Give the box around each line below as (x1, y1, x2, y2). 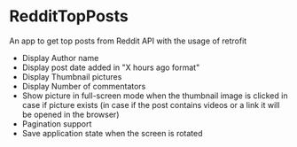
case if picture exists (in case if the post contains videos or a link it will (21, 99, 280, 110)
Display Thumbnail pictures (21, 71, 122, 81)
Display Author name (21, 52, 99, 63)
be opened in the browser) (21, 109, 120, 120)
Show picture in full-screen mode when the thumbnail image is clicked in (21, 90, 288, 101)
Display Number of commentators (21, 81, 146, 91)
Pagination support (21, 118, 92, 129)
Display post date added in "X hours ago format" (21, 62, 200, 73)
